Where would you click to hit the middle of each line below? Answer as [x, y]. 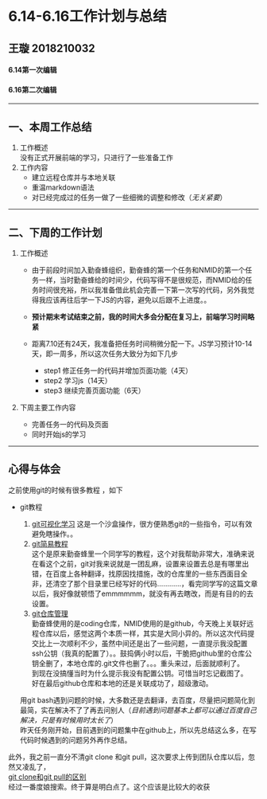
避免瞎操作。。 [54, 534]
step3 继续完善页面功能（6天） [94, 390]
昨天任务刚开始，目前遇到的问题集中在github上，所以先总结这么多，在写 [138, 730]
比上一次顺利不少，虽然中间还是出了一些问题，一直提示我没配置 [143, 643]
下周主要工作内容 [48, 407]
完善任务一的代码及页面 [70, 424]
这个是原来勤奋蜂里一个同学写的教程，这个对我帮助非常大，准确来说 [143, 554]
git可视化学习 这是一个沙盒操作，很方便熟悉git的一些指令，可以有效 [142, 523]
